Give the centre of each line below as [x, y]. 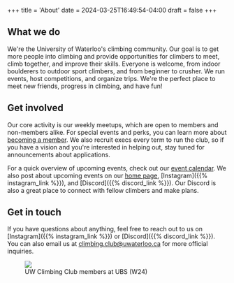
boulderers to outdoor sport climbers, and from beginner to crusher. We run [116, 71]
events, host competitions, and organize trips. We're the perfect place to [111, 78]
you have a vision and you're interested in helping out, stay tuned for [106, 147]
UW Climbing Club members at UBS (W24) [86, 272]
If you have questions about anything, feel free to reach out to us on [105, 229]
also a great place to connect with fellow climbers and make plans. [103, 190]
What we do [34, 32]
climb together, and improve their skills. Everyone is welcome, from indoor [114, 64]
